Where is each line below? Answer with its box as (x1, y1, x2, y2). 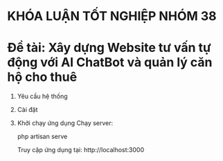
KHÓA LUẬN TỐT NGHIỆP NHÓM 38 (7, 8, 217, 24)
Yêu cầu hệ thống (17, 92, 68, 101)
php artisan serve (17, 133, 68, 141)
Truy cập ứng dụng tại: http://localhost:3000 (17, 146, 145, 154)
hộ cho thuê (7, 69, 78, 85)
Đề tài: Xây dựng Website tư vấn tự (7, 40, 211, 56)
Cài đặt (17, 106, 38, 114)
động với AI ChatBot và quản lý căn (7, 55, 213, 70)
